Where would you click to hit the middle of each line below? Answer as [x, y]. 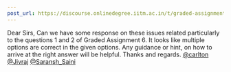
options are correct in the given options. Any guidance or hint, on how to [110, 47]
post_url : [21, 13]
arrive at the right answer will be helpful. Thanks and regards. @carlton [108, 54]
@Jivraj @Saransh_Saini [41, 61]
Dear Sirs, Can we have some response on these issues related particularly [113, 33]
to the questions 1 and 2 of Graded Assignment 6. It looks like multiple [106, 40]
